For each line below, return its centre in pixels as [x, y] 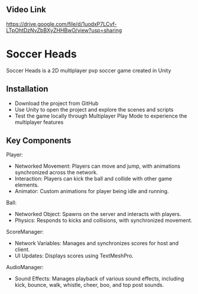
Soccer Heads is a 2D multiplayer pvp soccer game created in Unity [89, 70]
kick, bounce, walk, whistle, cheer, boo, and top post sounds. [89, 285]
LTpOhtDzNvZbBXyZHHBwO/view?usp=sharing [64, 30]
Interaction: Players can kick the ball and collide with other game [93, 179]
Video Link [26, 10]
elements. [27, 185]
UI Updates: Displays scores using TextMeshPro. [74, 256]
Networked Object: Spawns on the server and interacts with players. [98, 214]
